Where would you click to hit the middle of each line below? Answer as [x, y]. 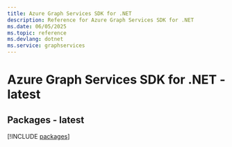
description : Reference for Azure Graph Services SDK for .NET [101, 20]
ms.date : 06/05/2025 [37, 26]
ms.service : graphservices [46, 46]
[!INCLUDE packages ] [39, 136]
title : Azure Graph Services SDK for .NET [69, 13]
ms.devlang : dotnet [35, 39]
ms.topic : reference [37, 33]
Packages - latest [46, 120]
